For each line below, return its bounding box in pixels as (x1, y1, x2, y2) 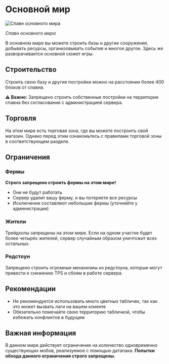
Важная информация (5, 329, 76, 338)
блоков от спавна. (5, 84, 45, 90)
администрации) (12, 206, 49, 212)
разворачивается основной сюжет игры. (5, 51, 94, 57)
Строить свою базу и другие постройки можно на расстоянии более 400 (5, 78, 164, 85)
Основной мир (5, 4, 71, 15)
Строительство (5, 65, 57, 74)
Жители (5, 218, 26, 225)
